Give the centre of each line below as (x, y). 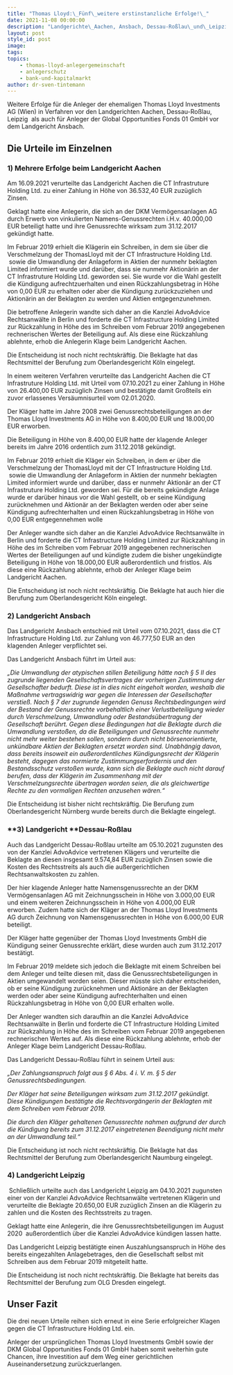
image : (17, 46)
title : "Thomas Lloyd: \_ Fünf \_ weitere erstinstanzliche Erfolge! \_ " (108, 14)
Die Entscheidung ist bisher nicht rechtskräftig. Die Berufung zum (101, 804)
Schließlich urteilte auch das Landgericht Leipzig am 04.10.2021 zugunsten (115, 1190)
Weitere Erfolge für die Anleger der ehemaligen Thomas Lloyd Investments (114, 104)
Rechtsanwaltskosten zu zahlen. (53, 874)
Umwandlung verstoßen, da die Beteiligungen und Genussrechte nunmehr (113, 732)
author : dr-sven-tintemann (46, 85)
